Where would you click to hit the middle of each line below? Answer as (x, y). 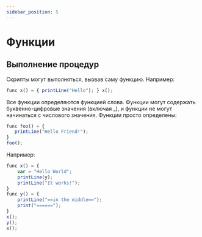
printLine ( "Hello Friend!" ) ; (51, 132)
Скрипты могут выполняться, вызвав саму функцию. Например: (91, 79)
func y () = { (23, 194)
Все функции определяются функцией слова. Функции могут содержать (101, 102)
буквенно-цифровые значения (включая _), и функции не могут (89, 108)
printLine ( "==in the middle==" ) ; (60, 200)
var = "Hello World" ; (45, 171)
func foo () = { (26, 126)
